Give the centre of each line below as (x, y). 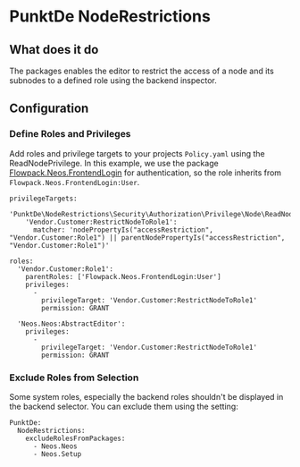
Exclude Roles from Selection (74, 378)
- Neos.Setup (57, 454)
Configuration (49, 109)
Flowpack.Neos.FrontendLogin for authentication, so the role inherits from (146, 173)
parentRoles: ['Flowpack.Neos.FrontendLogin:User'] (123, 276)
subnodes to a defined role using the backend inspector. (113, 81)
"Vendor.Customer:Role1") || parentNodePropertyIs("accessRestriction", (147, 238)
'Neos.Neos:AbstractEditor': (71, 324)
